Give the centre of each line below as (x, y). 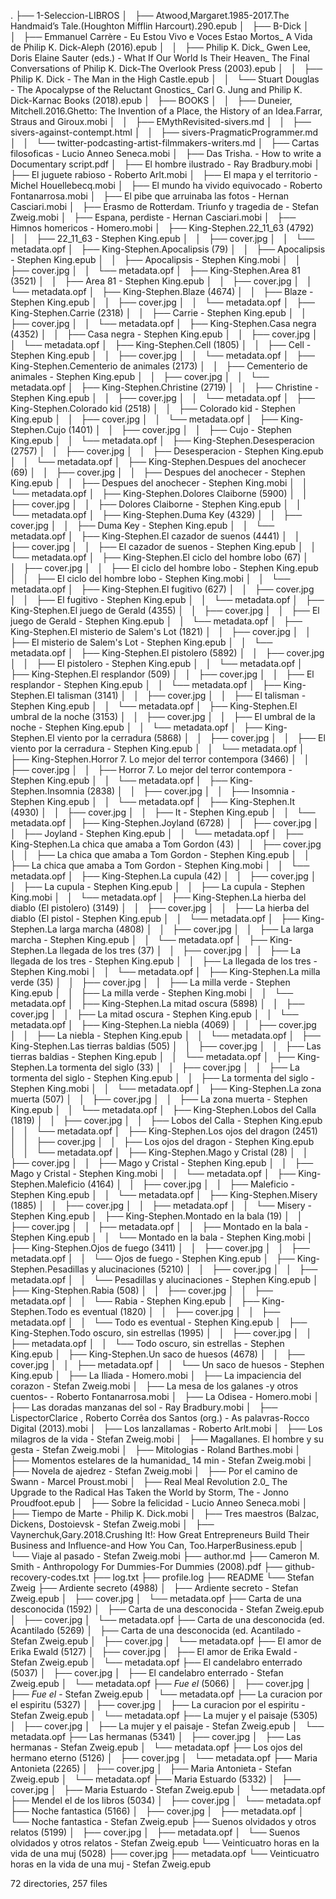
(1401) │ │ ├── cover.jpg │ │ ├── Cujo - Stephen (180, 429)
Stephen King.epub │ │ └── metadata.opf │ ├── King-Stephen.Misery (164, 1194)
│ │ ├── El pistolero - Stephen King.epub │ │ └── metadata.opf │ (156, 663)
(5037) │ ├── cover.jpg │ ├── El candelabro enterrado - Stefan (147, 1673)
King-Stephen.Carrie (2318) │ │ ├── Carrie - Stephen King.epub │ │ (158, 313)
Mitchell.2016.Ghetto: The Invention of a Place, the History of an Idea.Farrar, (166, 111)
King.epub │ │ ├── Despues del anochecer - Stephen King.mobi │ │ (159, 483)
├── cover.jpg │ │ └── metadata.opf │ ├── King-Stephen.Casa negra (163, 323)
